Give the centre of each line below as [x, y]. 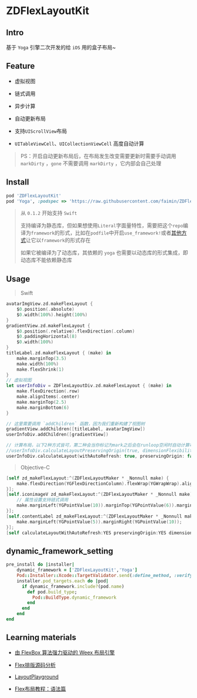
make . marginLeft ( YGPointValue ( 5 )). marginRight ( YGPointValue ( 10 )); [99, 522]
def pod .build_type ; [52, 592]
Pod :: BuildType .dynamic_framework [74, 598]
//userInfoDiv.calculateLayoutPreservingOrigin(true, [73, 451]
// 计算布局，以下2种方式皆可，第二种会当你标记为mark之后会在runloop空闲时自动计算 [98, 445]
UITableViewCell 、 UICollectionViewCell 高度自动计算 [79, 143]
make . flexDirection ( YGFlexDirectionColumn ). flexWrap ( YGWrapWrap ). [99, 484]
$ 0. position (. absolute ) [46, 310]
